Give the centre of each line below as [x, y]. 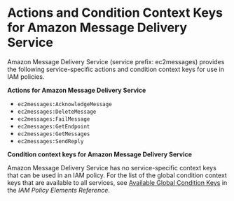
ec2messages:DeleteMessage [57, 112]
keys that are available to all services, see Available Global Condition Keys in [117, 182]
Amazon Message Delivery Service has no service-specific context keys [112, 167]
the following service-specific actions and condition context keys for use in [116, 69]
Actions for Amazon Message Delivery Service [77, 90]
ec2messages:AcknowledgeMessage [64, 104]
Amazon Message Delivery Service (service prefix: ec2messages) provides [116, 61]
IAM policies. [26, 76]
